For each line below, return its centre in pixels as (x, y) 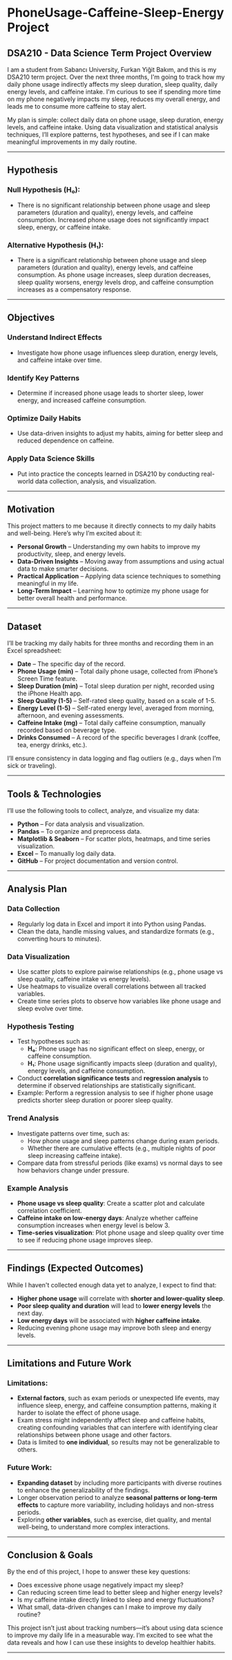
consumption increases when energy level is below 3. (94, 1225)
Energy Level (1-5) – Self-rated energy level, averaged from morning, (116, 708)
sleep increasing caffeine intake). (75, 1155)
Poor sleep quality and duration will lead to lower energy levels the (114, 1305)
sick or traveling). (32, 766)
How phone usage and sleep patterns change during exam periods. (123, 1141)
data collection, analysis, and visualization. (96, 481)
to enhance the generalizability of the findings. (84, 1490)
